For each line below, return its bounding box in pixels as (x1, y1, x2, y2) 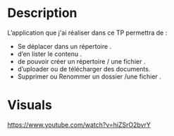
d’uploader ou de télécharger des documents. (17, 64, 151, 73)
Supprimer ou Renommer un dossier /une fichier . (17, 72, 162, 81)
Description (7, 5, 77, 21)
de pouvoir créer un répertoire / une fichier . (17, 57, 146, 65)
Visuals (7, 97, 53, 113)
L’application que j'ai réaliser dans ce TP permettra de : (7, 28, 168, 37)
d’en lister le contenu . (17, 50, 82, 58)
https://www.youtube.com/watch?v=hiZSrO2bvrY (7, 120, 151, 129)
